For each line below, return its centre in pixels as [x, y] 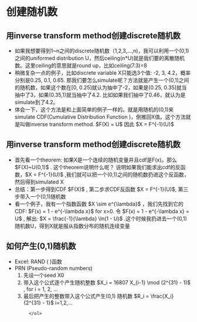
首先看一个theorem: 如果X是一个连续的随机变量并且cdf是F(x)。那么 [96, 160]
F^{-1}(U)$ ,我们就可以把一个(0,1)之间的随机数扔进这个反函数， [113, 175]
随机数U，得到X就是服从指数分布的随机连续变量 [72, 226]
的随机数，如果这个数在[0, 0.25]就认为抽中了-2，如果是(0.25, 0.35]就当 [101, 88]
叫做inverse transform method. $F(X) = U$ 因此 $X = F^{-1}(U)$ [97, 124]
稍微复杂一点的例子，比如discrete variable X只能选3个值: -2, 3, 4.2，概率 [103, 73]
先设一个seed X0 [44, 275]
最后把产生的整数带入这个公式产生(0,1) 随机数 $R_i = [86, 296]
